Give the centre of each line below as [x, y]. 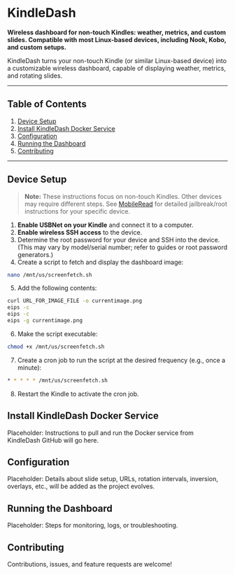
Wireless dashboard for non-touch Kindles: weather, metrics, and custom [116, 32]
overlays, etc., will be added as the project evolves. [81, 486]
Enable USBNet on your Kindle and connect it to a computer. [105, 225]
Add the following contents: [57, 288]
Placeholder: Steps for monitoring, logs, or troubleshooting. [93, 525]
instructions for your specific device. [77, 211]
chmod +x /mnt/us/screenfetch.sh [56, 347]
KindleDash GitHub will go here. [53, 440]
